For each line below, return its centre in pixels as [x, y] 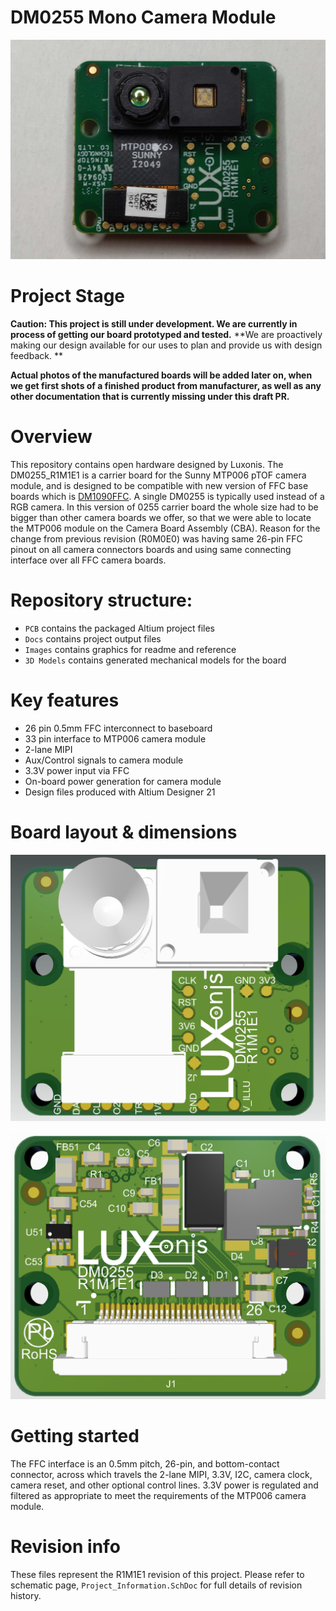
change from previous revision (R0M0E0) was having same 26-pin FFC [156, 538]
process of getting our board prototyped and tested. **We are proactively [166, 334]
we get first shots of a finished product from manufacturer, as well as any [166, 385]
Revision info [65, 1547]
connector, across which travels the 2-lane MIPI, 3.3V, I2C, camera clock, [161, 1474]
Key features [65, 700]
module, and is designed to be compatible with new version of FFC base [159, 485]
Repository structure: [101, 600]
